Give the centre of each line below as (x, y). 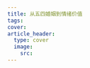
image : (23, 47)
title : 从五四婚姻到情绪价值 (45, 14)
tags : (15, 21)
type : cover (32, 40)
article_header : (31, 34)
